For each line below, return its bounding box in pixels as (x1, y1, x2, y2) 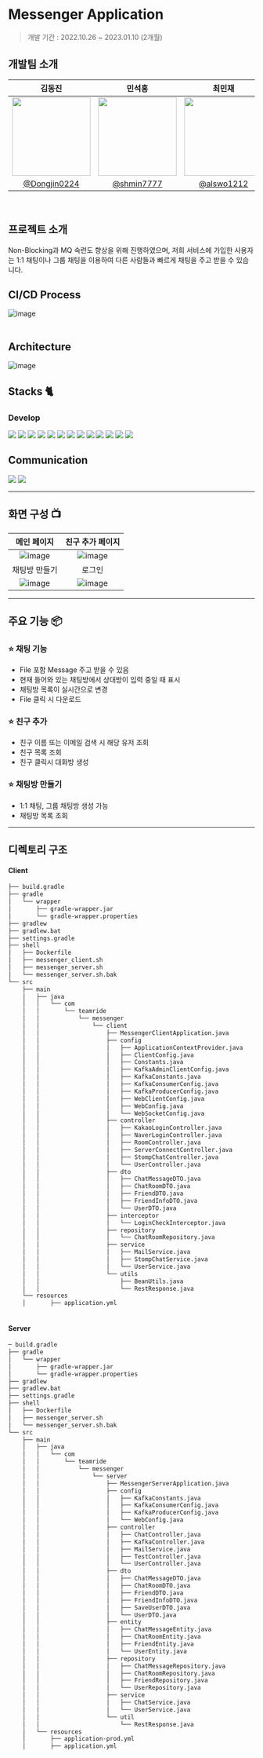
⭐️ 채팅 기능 (8, 643, 48, 654)
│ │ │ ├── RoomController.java (22, 1138, 201, 1146)
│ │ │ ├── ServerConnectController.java (22, 1146, 233, 1153)
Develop (8, 412, 41, 423)
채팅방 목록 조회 (19, 810, 68, 820)
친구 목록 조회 (19, 747, 62, 757)
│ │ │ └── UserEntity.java (22, 1647, 188, 1655)
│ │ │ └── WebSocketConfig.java (22, 1109, 205, 1117)
